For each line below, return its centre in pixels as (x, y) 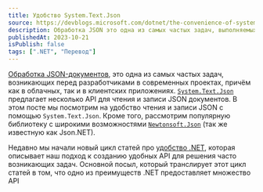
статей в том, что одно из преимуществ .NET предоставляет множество (130, 172)
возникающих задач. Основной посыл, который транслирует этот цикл (127, 164)
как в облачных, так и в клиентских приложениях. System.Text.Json (121, 91)
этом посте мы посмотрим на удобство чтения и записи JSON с (116, 107)
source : (21, 23)
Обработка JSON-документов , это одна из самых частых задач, (116, 74)
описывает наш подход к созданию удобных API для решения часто (122, 156)
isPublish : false (36, 45)
